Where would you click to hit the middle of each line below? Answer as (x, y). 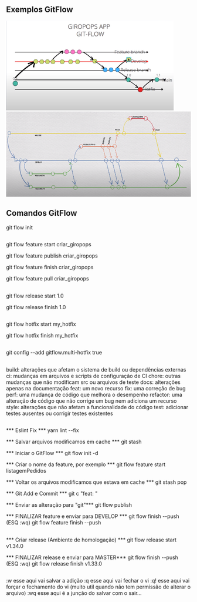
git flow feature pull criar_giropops (47, 279)
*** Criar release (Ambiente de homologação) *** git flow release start (91, 540)
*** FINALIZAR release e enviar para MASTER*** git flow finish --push (92, 557)
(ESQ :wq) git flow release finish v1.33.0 (54, 563)
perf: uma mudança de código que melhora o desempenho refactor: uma (94, 394)
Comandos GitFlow (42, 213)
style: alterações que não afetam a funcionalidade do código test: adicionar (97, 407)
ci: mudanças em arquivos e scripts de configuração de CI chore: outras (93, 376)
